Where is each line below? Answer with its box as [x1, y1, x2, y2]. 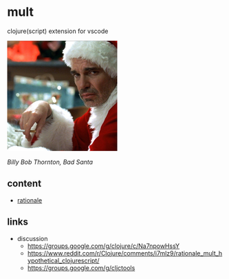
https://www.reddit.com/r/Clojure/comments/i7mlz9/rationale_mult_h [27, 249, 223, 257]
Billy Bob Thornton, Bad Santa [7, 158, 94, 166]
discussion [17, 234, 48, 242]
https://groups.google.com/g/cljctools [27, 263, 135, 272]
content [7, 178, 42, 189]
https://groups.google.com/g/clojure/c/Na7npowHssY [27, 242, 180, 250]
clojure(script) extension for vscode [7, 27, 109, 35]
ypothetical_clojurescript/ [27, 256, 100, 265]
